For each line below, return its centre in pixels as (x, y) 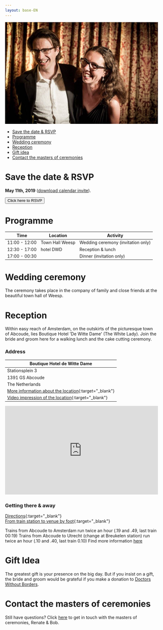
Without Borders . (22, 584)
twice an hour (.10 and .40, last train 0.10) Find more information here (74, 541)
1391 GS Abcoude (26, 377)
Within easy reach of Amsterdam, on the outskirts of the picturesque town (79, 329)
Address (15, 352)
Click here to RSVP (25, 200)
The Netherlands (24, 384)
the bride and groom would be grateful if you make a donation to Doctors (78, 579)
